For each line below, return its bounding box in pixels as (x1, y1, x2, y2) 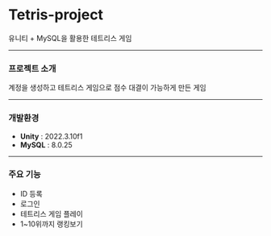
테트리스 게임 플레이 (19, 209, 83, 218)
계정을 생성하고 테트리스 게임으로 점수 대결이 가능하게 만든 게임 (8, 83, 207, 93)
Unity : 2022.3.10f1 (19, 131, 83, 141)
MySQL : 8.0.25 (19, 139, 73, 150)
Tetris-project (8, 6, 103, 24)
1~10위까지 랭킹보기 (19, 219, 83, 229)
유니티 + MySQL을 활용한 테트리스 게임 (8, 33, 132, 43)
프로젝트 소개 (8, 63, 56, 74)
